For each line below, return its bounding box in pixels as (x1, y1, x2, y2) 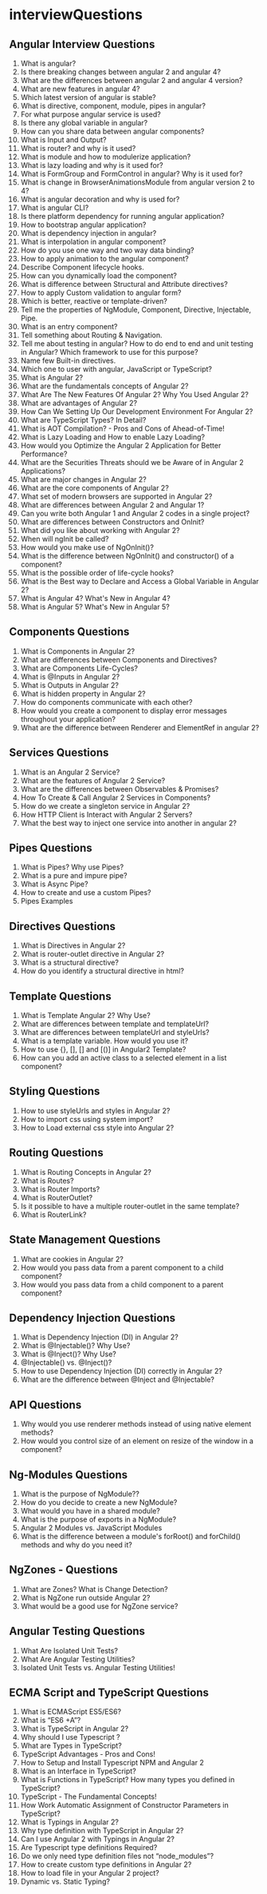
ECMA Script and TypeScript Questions (9, 1685, 210, 1699)
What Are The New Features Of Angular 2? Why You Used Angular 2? (20, 390, 249, 399)
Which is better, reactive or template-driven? (20, 296, 168, 305)
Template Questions (9, 989, 112, 1003)
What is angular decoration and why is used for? (20, 194, 180, 204)
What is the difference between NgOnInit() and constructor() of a (20, 551, 234, 560)
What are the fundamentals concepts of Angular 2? (20, 381, 189, 391)
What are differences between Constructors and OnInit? (20, 517, 205, 527)
